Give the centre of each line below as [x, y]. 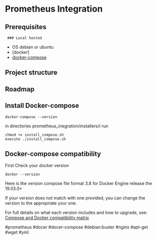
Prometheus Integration [54, 9]
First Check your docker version [37, 166]
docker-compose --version [31, 117]
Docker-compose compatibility [53, 154]
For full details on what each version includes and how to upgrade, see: [76, 213]
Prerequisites [26, 27]
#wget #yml [17, 232]
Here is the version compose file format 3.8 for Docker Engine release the [78, 184]
